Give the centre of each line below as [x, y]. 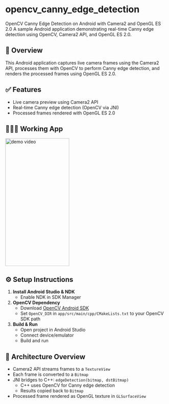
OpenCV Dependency [36, 303]
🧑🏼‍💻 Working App [34, 129]
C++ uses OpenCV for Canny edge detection [67, 385]
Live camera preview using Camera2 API [55, 102]
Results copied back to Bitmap [52, 391]
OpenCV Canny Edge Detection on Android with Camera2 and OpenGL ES [83, 23]
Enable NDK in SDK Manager [51, 297]
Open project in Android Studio [53, 330]
